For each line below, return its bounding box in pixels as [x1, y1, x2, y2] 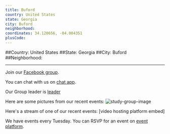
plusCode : [5, 36, 26, 41]
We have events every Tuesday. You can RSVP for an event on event [5, 118, 148, 124]
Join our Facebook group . [5, 69, 59, 75]
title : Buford [5, 7, 35, 13]
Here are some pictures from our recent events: [5, 98, 105, 104]
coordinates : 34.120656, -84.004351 [5, 31, 82, 36]
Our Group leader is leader [5, 89, 61, 95]
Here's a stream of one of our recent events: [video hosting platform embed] [5, 108, 165, 114]
